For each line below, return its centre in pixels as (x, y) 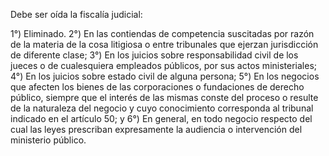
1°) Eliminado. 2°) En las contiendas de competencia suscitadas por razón (162, 33)
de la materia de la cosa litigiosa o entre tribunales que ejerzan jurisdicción (164, 44)
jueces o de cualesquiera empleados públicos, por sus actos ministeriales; (164, 65)
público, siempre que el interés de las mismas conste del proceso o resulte (164, 97)
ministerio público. (48, 140)
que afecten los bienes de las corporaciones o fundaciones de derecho (157, 87)
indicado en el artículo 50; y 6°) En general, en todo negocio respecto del (161, 118)
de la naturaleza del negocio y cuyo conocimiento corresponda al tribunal (162, 108)
